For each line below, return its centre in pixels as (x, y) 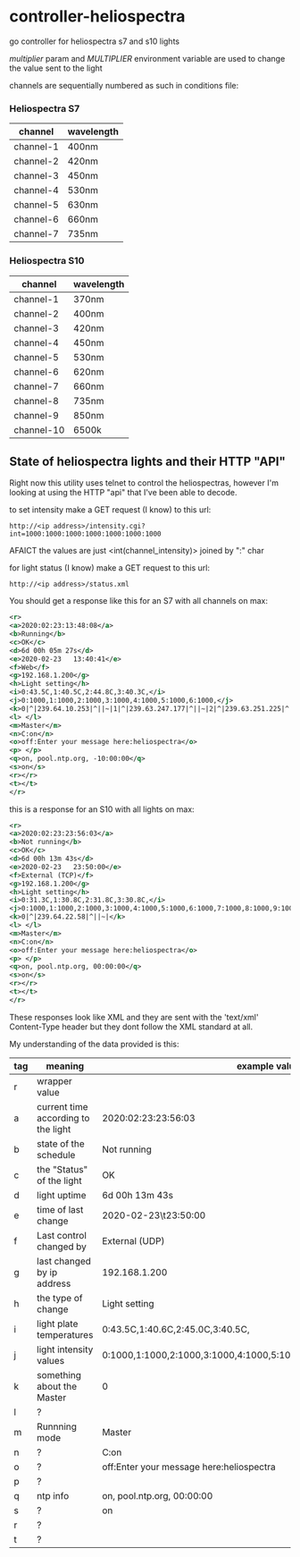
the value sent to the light (56, 68)
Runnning (57, 1426)
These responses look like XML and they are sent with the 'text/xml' (134, 1017)
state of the (61, 1144)
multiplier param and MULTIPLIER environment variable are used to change (147, 58)
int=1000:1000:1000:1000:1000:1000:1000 (86, 534)
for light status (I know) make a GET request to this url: (109, 568)
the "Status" (62, 1169)
